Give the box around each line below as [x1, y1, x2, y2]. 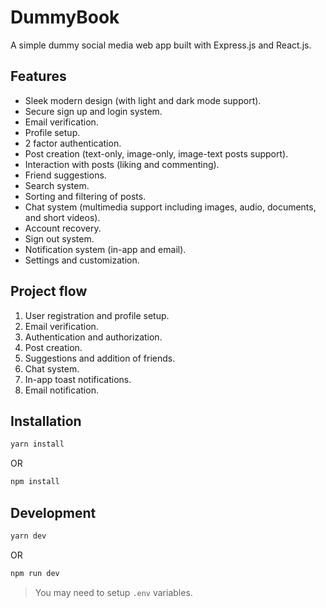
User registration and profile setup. [24, 309, 170, 321]
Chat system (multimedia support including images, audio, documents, [24, 201, 317, 213]
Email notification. [24, 384, 99, 396]
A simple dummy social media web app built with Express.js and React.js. [10, 39, 312, 51]
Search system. [24, 179, 90, 191]
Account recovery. [24, 222, 102, 234]
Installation [10, 412, 82, 430]
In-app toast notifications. [24, 373, 132, 385]
